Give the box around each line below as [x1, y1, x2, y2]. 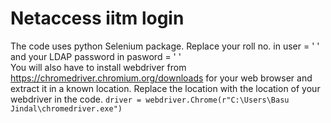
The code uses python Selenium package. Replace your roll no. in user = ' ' [10, 40, 320, 52]
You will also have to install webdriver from [10, 61, 187, 73]
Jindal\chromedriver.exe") [10, 103, 123, 114]
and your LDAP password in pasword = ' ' [10, 50, 182, 62]
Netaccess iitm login [10, 7, 185, 30]
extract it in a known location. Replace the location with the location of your [10, 82, 321, 94]
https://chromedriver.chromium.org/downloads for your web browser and [10, 72, 313, 84]
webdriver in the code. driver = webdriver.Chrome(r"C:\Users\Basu [10, 93, 290, 105]
